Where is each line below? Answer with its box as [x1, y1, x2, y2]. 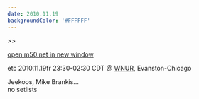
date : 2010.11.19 [7, 10, 59, 18]
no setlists [7, 85, 38, 93]
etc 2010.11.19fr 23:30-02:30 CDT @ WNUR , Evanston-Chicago [7, 64, 192, 72]
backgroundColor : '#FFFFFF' [7, 17, 91, 24]
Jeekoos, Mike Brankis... [7, 77, 80, 86]
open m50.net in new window [7, 50, 94, 59]
